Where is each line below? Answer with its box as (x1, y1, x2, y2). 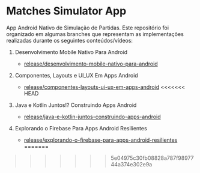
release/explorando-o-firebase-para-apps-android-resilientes (23, 136, 178, 144)
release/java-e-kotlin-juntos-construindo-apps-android (23, 113, 161, 120)
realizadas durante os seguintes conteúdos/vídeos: (6, 37, 133, 44)
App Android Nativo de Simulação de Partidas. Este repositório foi (6, 24, 169, 31)
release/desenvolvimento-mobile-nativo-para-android (23, 60, 158, 67)
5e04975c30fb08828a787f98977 (111, 154, 194, 162)
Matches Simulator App (6, 4, 127, 18)
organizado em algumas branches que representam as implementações (6, 30, 184, 37)
